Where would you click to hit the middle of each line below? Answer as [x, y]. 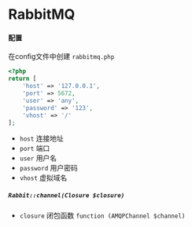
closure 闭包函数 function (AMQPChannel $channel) [102, 216]
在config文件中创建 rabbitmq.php [61, 57]
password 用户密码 [49, 168]
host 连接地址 [42, 138]
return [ [22, 79]
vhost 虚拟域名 [43, 178]
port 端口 [35, 148]
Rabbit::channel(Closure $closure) [66, 195]
